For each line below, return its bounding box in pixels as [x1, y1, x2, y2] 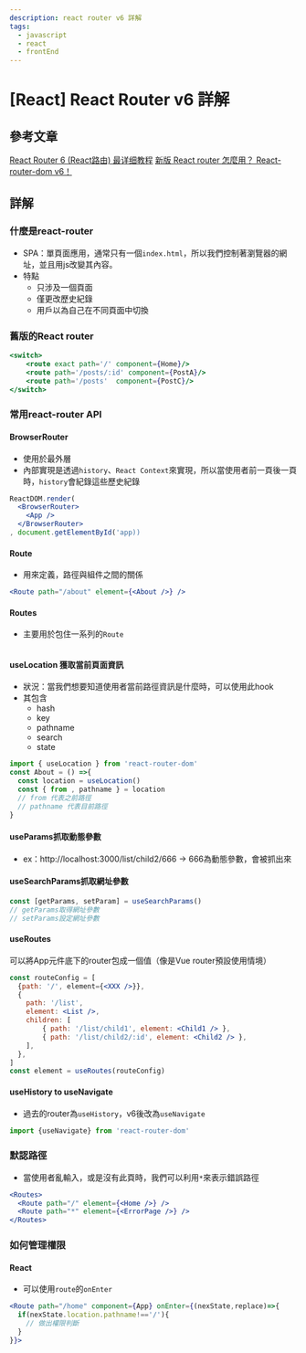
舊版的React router [9, 330, 94, 343]
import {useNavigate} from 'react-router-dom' [9, 1126, 190, 1136]
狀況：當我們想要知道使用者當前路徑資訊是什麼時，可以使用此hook [22, 682, 274, 692]
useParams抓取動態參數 [9, 831, 102, 842]
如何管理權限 [9, 1239, 67, 1252]
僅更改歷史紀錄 [36, 293, 93, 304]
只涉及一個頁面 [36, 281, 93, 292]
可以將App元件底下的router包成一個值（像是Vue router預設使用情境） [9, 955, 272, 966]
